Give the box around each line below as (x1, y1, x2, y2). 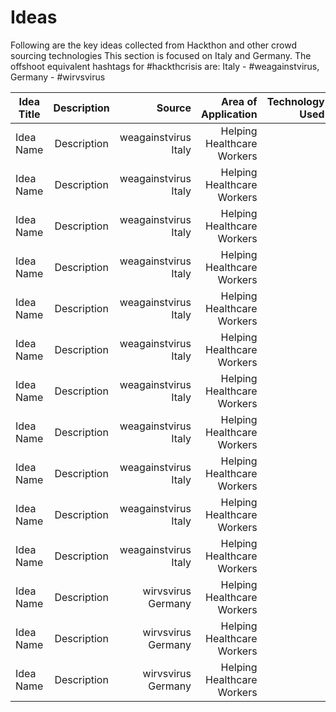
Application (201, 107, 258, 121)
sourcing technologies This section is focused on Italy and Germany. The (10, 49, 312, 61)
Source (156, 101, 192, 115)
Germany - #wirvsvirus (10, 71, 106, 83)
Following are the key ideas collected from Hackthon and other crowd (10, 39, 298, 51)
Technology (266, 94, 325, 108)
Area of (221, 94, 258, 108)
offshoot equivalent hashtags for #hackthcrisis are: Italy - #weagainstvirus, (10, 60, 320, 72)
